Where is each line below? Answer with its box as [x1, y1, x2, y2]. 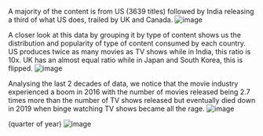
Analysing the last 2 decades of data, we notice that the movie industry [8, 79, 239, 88]
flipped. [8, 64, 33, 73]
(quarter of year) [8, 119, 62, 128]
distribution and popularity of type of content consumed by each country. [8, 39, 246, 48]
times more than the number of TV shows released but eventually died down [8, 96, 256, 105]
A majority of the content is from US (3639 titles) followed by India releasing [8, 7, 254, 16]
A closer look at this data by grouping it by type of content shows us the [8, 31, 242, 39]
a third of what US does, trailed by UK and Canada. [8, 15, 174, 24]
